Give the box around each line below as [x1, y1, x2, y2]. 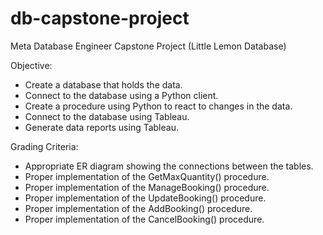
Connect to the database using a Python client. [24, 89, 219, 101]
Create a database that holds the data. [24, 78, 183, 91]
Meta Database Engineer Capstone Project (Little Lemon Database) [10, 40, 287, 52]
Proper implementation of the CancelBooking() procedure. [24, 213, 265, 225]
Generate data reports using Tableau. [24, 121, 179, 133]
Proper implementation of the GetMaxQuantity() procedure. [24, 170, 270, 182]
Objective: [10, 59, 53, 71]
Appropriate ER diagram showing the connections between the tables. [24, 160, 314, 172]
